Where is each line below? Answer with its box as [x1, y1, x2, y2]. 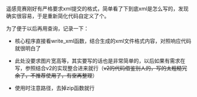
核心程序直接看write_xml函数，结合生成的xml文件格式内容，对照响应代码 [14, 38, 192, 44]
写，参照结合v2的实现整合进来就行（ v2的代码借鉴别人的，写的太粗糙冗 [14, 65, 188, 72]
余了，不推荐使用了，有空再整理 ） [14, 72, 98, 79]
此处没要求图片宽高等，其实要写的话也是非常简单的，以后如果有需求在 [14, 58, 186, 64]
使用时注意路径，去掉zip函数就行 [14, 85, 95, 91]
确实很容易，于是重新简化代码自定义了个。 [6, 12, 110, 19]
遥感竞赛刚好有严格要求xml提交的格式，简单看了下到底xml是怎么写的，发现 [6, 5, 189, 12]
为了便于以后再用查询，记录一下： [6, 25, 89, 32]
